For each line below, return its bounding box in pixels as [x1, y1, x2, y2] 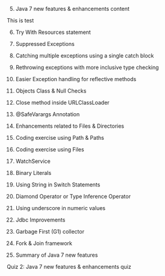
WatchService [15, 157, 51, 165]
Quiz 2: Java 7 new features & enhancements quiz [7, 263, 131, 270]
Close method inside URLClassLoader [15, 99, 110, 106]
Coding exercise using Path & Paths [15, 134, 104, 141]
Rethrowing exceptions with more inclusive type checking [15, 64, 159, 71]
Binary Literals [15, 169, 52, 176]
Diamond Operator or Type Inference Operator [15, 193, 131, 200]
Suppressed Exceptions [15, 41, 75, 47]
